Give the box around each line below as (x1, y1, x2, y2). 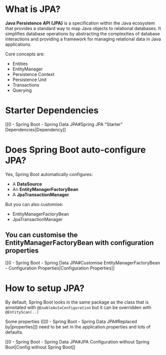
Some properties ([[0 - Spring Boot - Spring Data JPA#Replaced (5, 318, 137, 324)
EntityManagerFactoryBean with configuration (5, 238, 154, 247)
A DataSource (12, 181, 42, 187)
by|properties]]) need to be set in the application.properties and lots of (5, 323, 151, 329)
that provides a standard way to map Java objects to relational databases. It (5, 25, 161, 31)
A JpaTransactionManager (12, 191, 69, 197)
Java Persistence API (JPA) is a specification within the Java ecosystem (5, 20, 155, 26)
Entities (12, 60, 28, 66)
